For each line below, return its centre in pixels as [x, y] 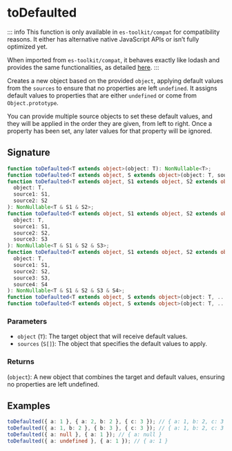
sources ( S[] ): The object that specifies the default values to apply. [112, 344]
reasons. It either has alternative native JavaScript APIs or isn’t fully [103, 39]
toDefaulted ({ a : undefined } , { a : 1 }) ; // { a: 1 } [88, 441]
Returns [21, 362]
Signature [29, 153]
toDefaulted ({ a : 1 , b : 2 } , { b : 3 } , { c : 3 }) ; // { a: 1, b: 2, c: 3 [116, 428]
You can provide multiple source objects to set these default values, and [110, 116]
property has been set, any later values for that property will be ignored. [110, 131]
